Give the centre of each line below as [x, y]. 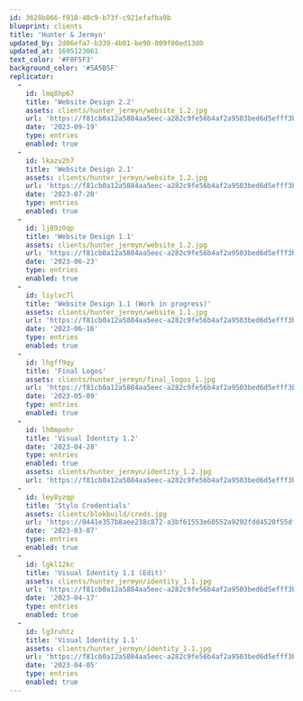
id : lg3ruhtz [50, 631]
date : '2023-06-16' [62, 329]
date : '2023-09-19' [62, 128]
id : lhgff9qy [50, 363]
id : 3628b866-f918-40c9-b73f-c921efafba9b [90, 18]
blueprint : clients [46, 26]
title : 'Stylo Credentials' [78, 506]
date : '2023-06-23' [62, 262]
